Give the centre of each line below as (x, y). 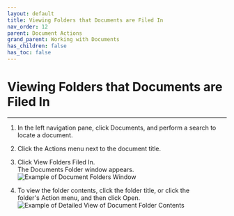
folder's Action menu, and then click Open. (79, 198)
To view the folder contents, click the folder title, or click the (103, 190)
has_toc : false (29, 53)
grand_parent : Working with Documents (63, 40)
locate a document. (45, 135)
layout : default (31, 14)
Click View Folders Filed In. (56, 162)
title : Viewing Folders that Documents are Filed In (85, 20)
